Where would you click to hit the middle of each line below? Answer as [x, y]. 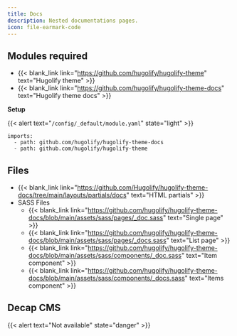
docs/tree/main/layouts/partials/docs [72, 195]
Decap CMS [34, 308]
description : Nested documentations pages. [73, 21]
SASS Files [33, 202]
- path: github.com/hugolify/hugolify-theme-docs [89, 143]
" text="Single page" [193, 218]
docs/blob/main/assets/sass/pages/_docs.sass [98, 240]
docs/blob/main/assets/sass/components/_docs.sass [106, 278]
